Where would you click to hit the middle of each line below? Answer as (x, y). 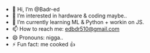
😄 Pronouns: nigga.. (37, 37)
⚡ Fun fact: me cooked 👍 (44, 44)
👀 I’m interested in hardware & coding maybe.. (69, 16)
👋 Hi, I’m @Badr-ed (36, 9)
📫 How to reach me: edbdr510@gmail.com (66, 29)
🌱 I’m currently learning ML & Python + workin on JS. (78, 22)
